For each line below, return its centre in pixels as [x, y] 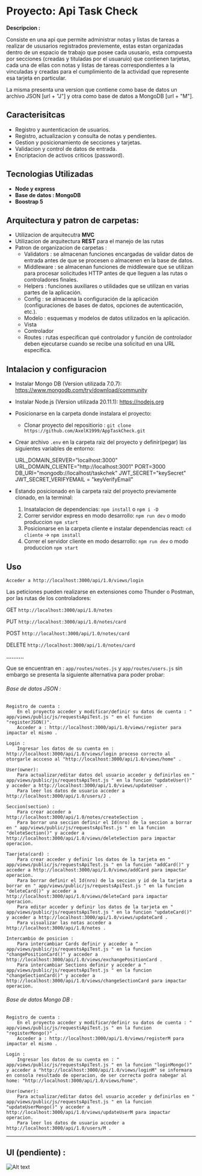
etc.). [30, 312]
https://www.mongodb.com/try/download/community [81, 390]
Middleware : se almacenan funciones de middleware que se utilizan [109, 267]
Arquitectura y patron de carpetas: [73, 220]
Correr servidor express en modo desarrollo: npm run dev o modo [105, 516]
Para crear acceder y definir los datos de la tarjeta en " [94, 860]
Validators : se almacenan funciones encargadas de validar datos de [109, 254]
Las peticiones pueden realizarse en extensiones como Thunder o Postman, [100, 592]
